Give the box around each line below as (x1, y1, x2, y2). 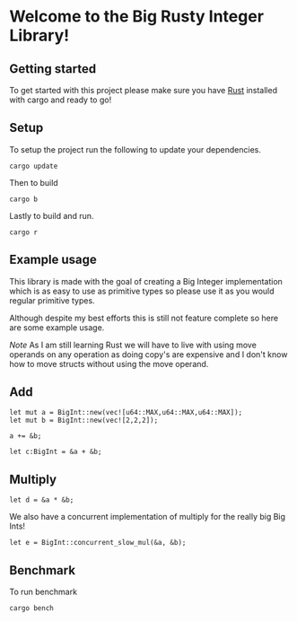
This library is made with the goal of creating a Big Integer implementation (9, 276, 283, 286)
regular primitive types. (9, 294, 96, 306)
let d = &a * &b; (9, 495, 74, 504)
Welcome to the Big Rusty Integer (9, 6, 265, 27)
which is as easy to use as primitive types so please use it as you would (9, 285, 275, 296)
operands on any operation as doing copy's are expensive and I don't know (9, 348, 288, 360)
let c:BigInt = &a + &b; (9, 447, 102, 457)
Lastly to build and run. (9, 210, 94, 221)
